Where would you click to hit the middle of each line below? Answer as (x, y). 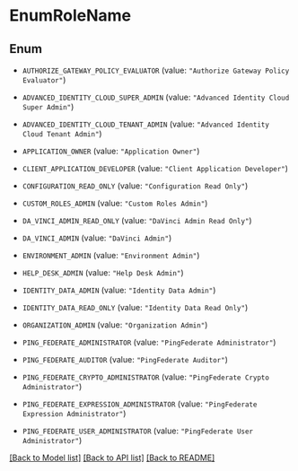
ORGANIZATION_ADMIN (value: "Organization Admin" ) (115, 325)
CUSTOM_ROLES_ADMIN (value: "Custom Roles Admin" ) (115, 203)
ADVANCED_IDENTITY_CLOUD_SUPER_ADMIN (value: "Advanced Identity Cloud (156, 97)
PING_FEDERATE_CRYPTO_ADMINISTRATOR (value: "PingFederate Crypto (145, 377)
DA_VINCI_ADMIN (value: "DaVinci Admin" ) (97, 238)
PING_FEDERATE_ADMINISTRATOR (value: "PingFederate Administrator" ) (149, 342)
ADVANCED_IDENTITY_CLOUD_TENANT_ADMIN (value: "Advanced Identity (145, 124)
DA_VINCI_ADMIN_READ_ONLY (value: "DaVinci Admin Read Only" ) (137, 220)
